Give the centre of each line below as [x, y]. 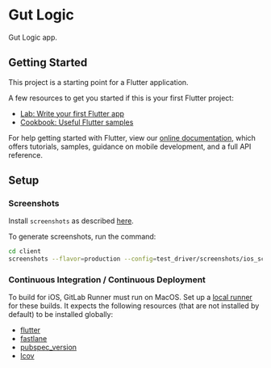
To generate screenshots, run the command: [82, 237]
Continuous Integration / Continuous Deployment [107, 280]
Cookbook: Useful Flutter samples [77, 122]
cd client [25, 252]
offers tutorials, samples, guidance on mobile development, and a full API [130, 146]
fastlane [33, 339]
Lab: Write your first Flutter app [72, 113]
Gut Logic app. [33, 37]
